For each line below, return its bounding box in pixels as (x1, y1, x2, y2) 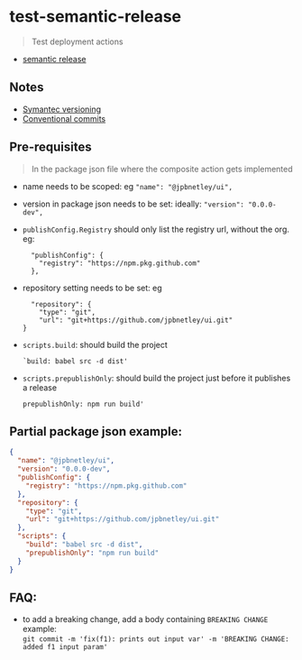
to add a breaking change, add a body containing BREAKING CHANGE (22, 614, 269, 625)
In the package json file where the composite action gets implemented (31, 163, 293, 174)
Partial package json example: (9, 424, 183, 439)
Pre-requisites (9, 140, 92, 155)
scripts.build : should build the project (22, 339, 169, 350)
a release (22, 381, 57, 393)
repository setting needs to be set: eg (22, 282, 162, 293)
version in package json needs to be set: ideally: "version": (22, 198, 245, 209)
